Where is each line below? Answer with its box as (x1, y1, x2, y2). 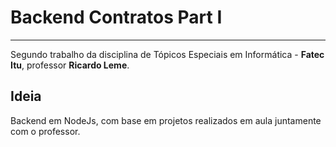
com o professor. (10, 125, 81, 137)
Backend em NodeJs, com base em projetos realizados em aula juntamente (10, 114, 322, 126)
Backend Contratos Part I (10, 6, 223, 29)
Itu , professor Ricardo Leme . (10, 59, 130, 71)
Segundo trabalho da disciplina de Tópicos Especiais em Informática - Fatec (10, 48, 325, 60)
